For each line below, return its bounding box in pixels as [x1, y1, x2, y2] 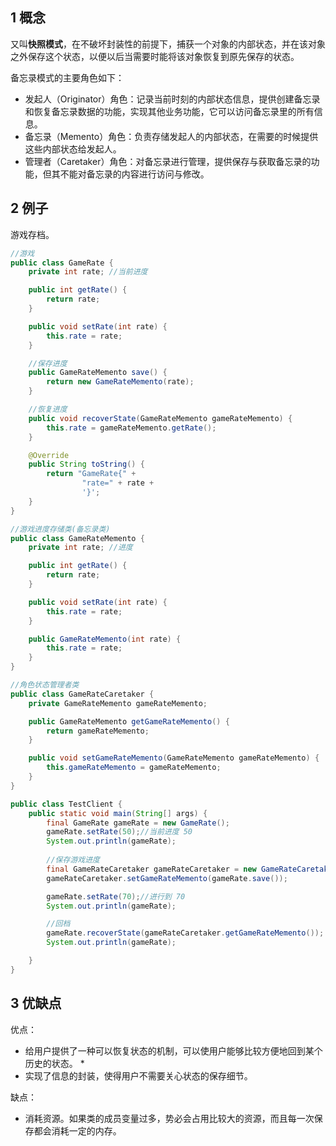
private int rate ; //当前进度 [28, 267, 148, 277]
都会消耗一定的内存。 [33, 1124, 122, 1137]
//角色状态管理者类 [10, 680, 80, 690]
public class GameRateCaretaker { [10, 689, 155, 699]
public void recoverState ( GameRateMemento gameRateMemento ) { [28, 413, 293, 423]
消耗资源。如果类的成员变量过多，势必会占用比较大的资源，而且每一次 [24, 1112, 315, 1124]
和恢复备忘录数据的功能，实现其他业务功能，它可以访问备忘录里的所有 [24, 105, 315, 117]
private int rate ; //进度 [28, 543, 133, 553]
